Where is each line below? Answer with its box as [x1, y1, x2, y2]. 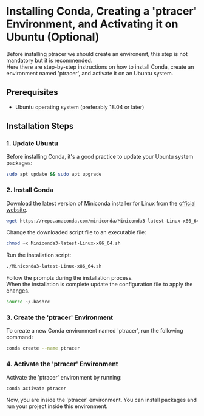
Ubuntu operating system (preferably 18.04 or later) [15, 103, 144, 111]
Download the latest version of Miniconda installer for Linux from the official [6, 199, 196, 207]
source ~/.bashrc [6, 299, 50, 305]
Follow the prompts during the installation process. [6, 274, 134, 282]
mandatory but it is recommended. [6, 57, 93, 64]
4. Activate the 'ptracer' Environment [6, 360, 118, 369]
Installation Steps [6, 121, 74, 131]
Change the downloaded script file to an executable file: [6, 229, 147, 236]
